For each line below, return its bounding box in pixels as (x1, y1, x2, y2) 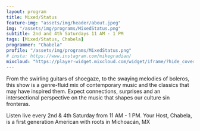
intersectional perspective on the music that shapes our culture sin (6, 93, 170, 101)
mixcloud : (6, 58, 31, 64)
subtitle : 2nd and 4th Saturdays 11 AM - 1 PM (6, 31, 124, 37)
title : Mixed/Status (6, 14, 58, 20)
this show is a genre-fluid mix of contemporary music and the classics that (6, 81, 189, 88)
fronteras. (6, 100, 31, 107)
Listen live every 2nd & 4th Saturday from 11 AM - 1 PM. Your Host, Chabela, (6, 111, 192, 119)
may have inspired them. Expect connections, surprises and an (6, 88, 161, 95)
